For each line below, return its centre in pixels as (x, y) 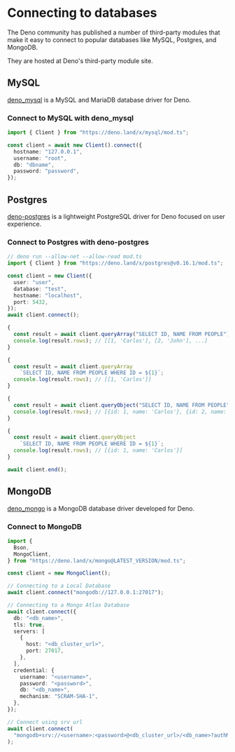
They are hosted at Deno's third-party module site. (80, 60)
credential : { (34, 670)
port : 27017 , (45, 651)
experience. (24, 224)
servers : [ (29, 631)
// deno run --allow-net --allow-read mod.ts (74, 257)
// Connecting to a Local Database (59, 586)
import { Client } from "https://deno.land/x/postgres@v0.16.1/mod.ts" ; (115, 263)
